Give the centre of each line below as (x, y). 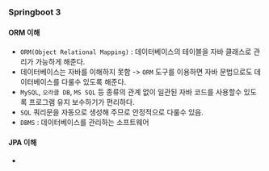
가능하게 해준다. (60, 62)
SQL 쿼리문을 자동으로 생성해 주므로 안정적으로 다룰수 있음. (111, 112)
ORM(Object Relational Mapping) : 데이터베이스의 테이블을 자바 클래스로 (136, 52)
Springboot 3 (35, 12)
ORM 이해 (24, 32)
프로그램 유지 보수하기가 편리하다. (82, 102)
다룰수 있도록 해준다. (94, 82)
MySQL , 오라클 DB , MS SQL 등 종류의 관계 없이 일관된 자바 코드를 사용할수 (131, 92)
